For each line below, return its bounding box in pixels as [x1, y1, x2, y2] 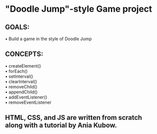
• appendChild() [5, 89, 38, 95]
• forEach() [5, 68, 28, 74]
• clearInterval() [5, 78, 38, 84]
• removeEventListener [5, 99, 52, 105]
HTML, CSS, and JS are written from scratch [5, 113, 142, 122]
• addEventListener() [5, 94, 47, 100]
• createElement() [5, 63, 42, 69]
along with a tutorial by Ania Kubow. [5, 121, 117, 130]
